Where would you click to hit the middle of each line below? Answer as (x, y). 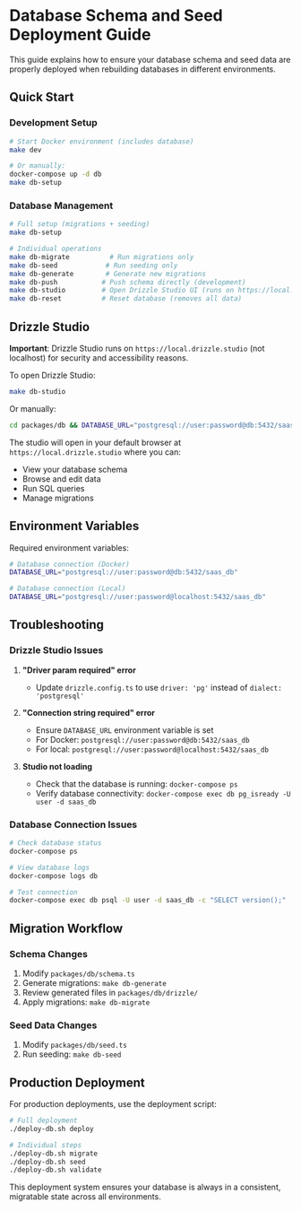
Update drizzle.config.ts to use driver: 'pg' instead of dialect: (159, 687)
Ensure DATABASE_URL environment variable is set (125, 730)
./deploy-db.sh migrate (54, 1154)
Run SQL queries (53, 488)
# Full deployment (43, 1121)
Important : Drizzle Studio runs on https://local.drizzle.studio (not (137, 348)
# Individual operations (56, 249)
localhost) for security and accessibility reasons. (99, 357)
